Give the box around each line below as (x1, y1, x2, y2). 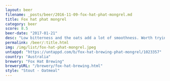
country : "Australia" (5, 54, 51, 59)
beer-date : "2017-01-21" (5, 31, 58, 36)
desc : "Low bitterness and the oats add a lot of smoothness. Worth (5, 36, 153, 41)
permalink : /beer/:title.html (5, 40, 69, 45)
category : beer (5, 21, 37, 27)
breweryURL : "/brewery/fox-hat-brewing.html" (5, 63, 103, 68)
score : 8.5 (5, 26, 28, 31)
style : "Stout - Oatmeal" (5, 68, 60, 73)
